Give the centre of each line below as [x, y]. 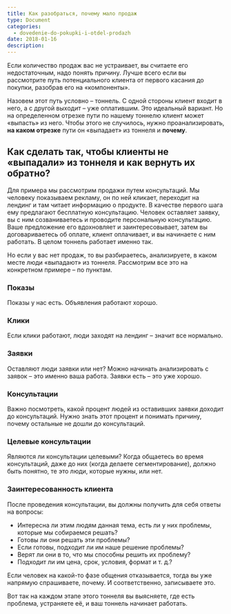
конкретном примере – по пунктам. [60, 270]
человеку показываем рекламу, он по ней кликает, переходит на [103, 197]
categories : [24, 26]
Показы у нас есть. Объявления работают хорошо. [82, 303]
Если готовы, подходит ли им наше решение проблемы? [100, 547]
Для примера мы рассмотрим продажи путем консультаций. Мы [103, 190]
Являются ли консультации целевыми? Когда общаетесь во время [105, 456]
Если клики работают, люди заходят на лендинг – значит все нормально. [115, 335]
